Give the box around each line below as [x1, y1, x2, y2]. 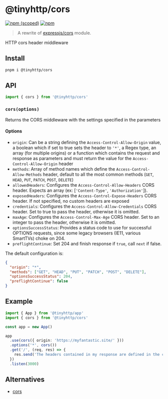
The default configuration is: [5, 250, 63, 256]
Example [5, 297, 33, 306]
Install [5, 54, 25, 63]
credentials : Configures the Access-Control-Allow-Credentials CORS [12, 203, 157, 209]
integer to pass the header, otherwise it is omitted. [12, 219, 116, 225]
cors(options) [5, 106, 39, 112]
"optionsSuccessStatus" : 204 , [9, 274, 72, 279]
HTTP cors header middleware [5, 39, 68, 46]
